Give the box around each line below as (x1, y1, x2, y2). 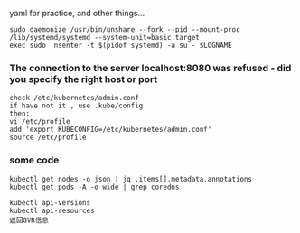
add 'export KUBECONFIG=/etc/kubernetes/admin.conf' (9, 126, 212, 135)
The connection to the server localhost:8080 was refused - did (9, 61, 292, 74)
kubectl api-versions (9, 198, 91, 207)
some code (9, 154, 60, 166)
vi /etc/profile (9, 117, 70, 126)
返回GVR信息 (9, 216, 50, 225)
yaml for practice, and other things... (9, 8, 145, 18)
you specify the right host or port (9, 72, 158, 85)
